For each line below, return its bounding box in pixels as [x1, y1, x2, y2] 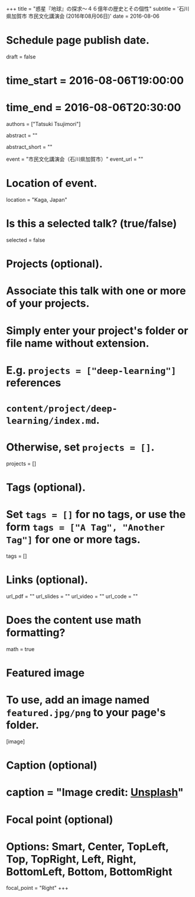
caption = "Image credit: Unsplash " [6, 786, 184, 799]
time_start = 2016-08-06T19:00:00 [6, 74, 184, 88]
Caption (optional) [6, 759, 97, 772]
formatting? [6, 626, 66, 640]
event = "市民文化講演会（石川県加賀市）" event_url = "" [6, 156, 144, 163]
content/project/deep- [6, 403, 118, 414]
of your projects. [6, 297, 90, 310]
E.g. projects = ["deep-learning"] [6, 363, 177, 377]
